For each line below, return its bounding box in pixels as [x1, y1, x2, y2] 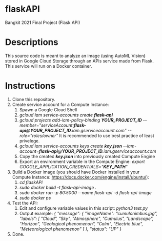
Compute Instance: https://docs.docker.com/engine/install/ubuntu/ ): [12, 174, 150, 180]
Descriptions [5, 37, 59, 48]
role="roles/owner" [19, 133, 59, 139]
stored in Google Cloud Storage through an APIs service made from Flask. [5, 58, 154, 64]
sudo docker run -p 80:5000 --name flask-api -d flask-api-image [19, 189, 152, 196]
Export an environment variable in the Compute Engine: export [19, 159, 145, 164]
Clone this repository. [12, 96, 56, 102]
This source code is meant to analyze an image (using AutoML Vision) [5, 53, 146, 59]
